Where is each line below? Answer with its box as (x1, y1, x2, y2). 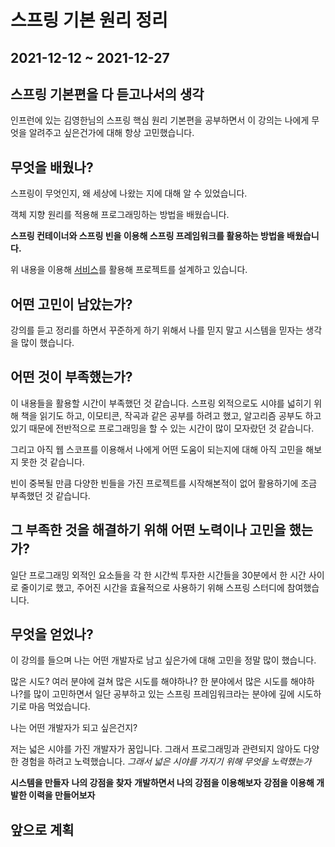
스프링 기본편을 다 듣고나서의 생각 (10, 86, 205, 103)
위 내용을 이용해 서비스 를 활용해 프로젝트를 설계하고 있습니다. (10, 264, 248, 276)
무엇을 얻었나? (10, 626, 94, 643)
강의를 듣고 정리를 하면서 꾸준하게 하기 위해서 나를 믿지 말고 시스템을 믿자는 (10, 324, 304, 336)
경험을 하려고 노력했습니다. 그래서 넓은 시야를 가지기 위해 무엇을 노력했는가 (20, 756, 312, 768)
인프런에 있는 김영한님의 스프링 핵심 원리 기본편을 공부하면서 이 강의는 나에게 (10, 114, 310, 126)
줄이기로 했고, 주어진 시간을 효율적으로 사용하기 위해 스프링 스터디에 (20, 581, 285, 593)
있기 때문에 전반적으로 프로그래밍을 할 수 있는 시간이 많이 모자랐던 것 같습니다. (10, 422, 315, 434)
